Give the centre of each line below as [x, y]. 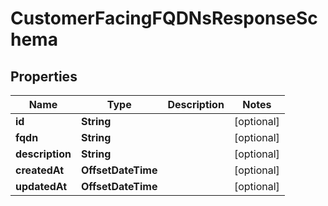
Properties [44, 76]
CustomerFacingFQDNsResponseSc [164, 18]
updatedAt [41, 186]
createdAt [40, 170]
